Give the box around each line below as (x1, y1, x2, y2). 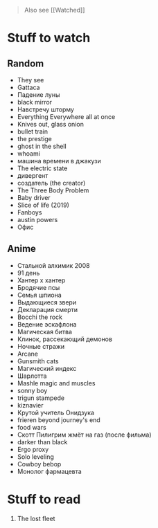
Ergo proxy (17, 445, 49, 453)
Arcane (17, 349, 38, 358)
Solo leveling (17, 453, 54, 461)
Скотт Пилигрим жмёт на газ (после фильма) (17, 430, 152, 439)
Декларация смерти (17, 305, 78, 313)
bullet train (17, 127, 49, 136)
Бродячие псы (17, 283, 60, 291)
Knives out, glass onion (17, 120, 85, 128)
